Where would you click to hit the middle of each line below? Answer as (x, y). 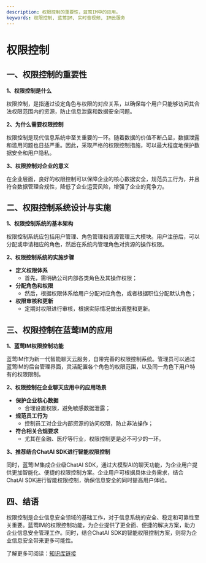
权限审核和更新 (34, 301)
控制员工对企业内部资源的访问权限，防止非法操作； (89, 424)
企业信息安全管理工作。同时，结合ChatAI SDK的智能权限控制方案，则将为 (99, 532)
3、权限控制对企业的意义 (38, 166)
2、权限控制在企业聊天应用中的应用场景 (56, 387)
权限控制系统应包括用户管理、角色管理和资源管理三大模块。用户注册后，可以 (103, 236)
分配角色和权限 (34, 285)
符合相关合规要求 (37, 431)
